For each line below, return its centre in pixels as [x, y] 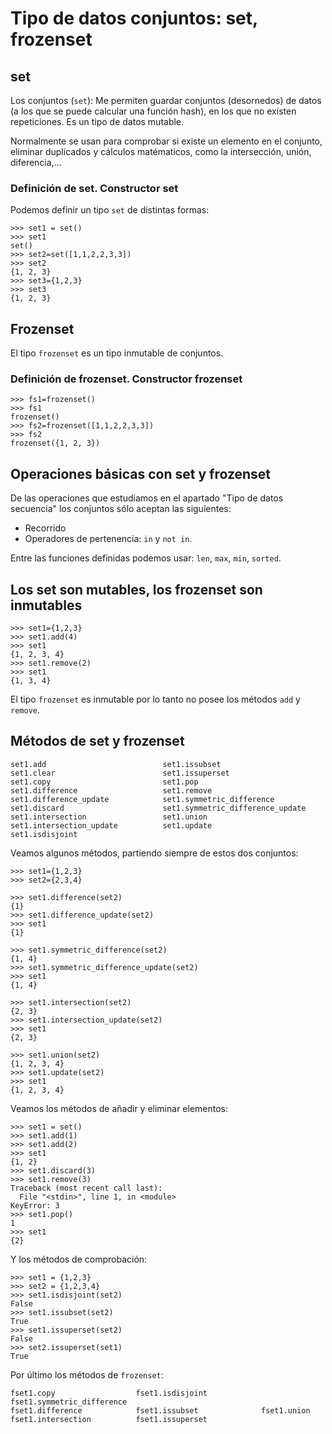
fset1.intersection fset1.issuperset [109, 1419]
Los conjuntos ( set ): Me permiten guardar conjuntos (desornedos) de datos [166, 100]
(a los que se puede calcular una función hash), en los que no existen [153, 111]
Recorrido [45, 528]
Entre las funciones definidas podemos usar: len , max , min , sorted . [146, 558]
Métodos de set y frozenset [97, 741]
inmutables [46, 605]
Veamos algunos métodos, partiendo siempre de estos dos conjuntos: [154, 853]
